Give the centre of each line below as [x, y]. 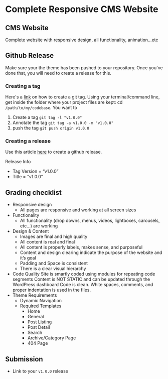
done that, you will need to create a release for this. [58, 73]
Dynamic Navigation [41, 301]
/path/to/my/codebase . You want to [41, 108]
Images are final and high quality [54, 236]
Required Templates [41, 306]
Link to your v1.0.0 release [40, 371]
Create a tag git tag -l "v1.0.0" [47, 117]
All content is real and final [47, 242]
